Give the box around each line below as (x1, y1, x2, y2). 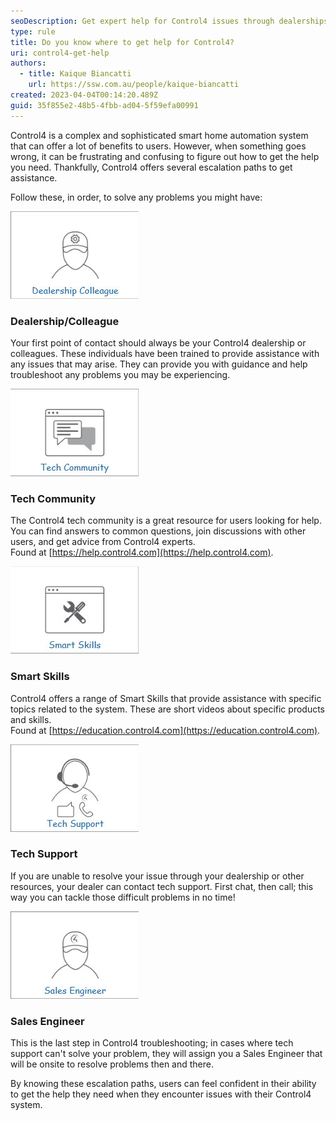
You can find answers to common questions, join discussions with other (10, 525, 307, 537)
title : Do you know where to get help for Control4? (10, 37, 235, 47)
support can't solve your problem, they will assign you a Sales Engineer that (10, 1048, 323, 1060)
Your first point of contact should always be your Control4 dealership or (10, 336, 307, 349)
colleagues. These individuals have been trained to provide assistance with (10, 347, 320, 359)
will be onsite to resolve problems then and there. (10, 1058, 214, 1070)
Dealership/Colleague (10, 314, 120, 328)
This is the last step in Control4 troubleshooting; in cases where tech (10, 1037, 294, 1049)
